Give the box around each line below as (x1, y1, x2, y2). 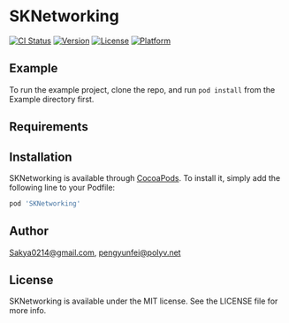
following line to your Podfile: (9, 182, 116, 192)
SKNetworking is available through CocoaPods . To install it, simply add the (9, 172, 281, 183)
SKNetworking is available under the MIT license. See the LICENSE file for (9, 296, 278, 306)
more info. (9, 305, 47, 316)
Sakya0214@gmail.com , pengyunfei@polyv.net (9, 247, 181, 258)
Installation (9, 149, 72, 164)
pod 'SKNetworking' (9, 199, 81, 208)
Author (9, 223, 49, 239)
